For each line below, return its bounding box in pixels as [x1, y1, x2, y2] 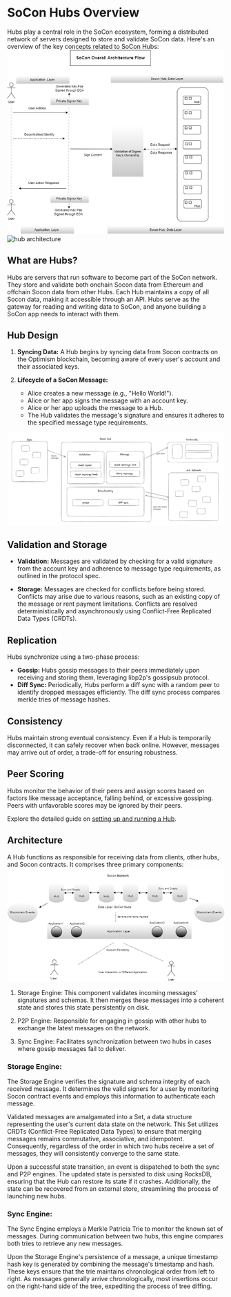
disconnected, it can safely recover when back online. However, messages [7, 741, 220, 749]
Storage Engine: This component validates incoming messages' [17, 988, 199, 997]
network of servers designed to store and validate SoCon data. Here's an [7, 34, 215, 43]
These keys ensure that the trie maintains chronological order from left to [7, 1267, 215, 1276]
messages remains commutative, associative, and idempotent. [7, 1134, 185, 1143]
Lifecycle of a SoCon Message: [17, 376, 108, 384]
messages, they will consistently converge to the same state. [7, 1149, 181, 1157]
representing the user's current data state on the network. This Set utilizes [7, 1120, 219, 1128]
